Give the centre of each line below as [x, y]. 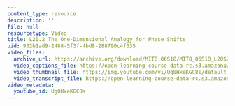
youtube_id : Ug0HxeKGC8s [50, 91]
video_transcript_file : [48, 78]
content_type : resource [42, 14]
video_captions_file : [45, 66]
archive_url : [33, 59]
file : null [23, 26]
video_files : [26, 53]
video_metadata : [31, 85]
